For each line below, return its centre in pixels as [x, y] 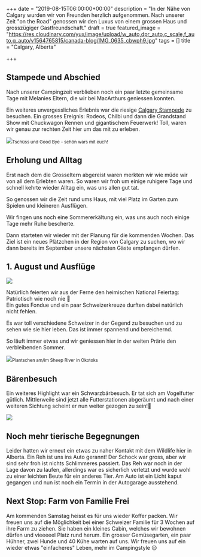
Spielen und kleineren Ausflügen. [47, 205]
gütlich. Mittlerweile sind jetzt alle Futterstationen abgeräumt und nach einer [100, 400]
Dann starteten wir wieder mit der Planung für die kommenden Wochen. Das [100, 235]
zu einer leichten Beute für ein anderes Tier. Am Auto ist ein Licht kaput [94, 476]
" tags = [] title [173, 41]
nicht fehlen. [22, 312]
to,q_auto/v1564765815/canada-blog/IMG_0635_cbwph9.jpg [81, 41]
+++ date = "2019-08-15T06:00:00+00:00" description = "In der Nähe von [98, 9]
